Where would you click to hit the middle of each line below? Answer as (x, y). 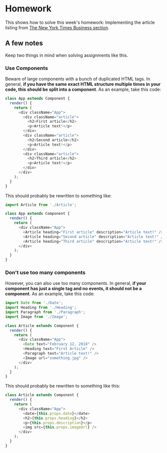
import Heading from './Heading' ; (41, 308)
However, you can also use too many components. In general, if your (76, 283)
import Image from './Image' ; (37, 317)
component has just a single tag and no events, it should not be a (74, 289)
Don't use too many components (45, 272)
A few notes (24, 43)
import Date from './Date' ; (34, 303)
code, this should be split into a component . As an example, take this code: (83, 89)
